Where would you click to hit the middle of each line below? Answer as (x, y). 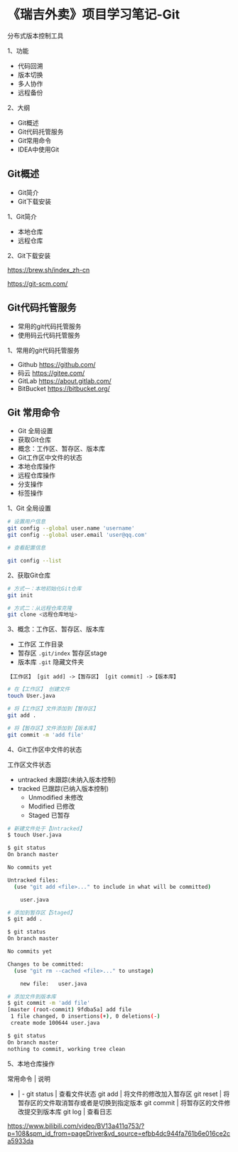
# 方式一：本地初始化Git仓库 (44, 588)
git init (20, 595)
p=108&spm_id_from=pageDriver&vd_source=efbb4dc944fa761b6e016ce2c (119, 1133)
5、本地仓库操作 (31, 1063)
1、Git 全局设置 (29, 508)
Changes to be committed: (45, 964)
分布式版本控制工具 (36, 36)
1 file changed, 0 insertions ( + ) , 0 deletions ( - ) (85, 1017)
